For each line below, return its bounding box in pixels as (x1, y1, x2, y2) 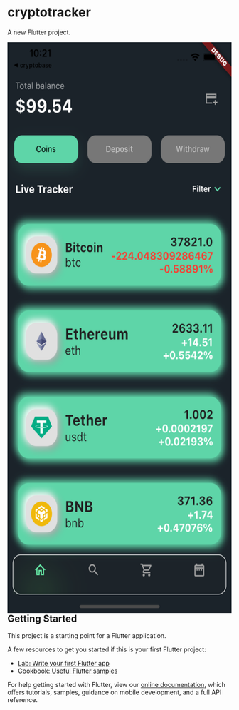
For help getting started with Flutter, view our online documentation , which (7, 681, 226, 689)
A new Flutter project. (7, 28, 71, 36)
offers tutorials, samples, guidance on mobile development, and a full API (7, 688, 222, 696)
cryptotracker (7, 4, 91, 21)
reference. (7, 696, 38, 704)
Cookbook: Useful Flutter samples (17, 666, 118, 675)
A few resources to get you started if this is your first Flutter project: (7, 645, 206, 654)
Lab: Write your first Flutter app (17, 659, 110, 668)
